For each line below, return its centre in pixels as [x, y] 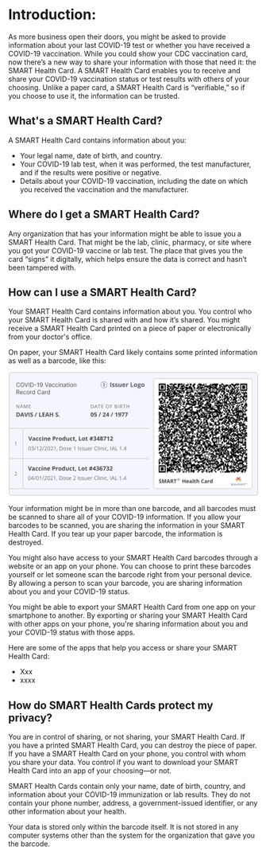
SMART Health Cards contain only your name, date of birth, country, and [127, 787]
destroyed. [26, 542]
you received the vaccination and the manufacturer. [104, 189]
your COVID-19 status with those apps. [72, 632]
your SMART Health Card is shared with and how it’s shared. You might [124, 320]
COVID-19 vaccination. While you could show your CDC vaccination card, [128, 53]
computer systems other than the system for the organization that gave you [132, 835]
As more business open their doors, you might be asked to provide [117, 37]
